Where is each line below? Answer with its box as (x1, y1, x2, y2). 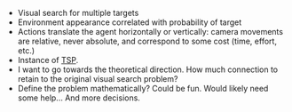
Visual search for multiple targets (17, 8, 139, 18)
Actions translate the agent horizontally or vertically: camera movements (17, 27, 284, 36)
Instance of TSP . (17, 55, 79, 65)
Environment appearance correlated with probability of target (17, 17, 242, 28)
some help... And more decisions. (17, 92, 140, 103)
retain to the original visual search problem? (17, 74, 178, 84)
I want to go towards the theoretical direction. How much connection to (17, 64, 278, 75)
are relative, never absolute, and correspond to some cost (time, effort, (17, 36, 278, 46)
